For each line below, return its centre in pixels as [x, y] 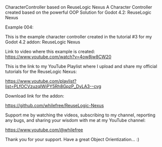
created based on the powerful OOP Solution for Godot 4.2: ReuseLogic [78, 12]
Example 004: [19, 27]
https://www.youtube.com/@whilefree [44, 130]
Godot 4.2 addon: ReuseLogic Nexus [43, 42]
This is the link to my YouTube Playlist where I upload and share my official [81, 66]
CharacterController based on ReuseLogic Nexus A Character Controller [79, 7]
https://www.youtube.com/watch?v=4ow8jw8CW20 [58, 57]
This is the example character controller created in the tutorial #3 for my [79, 37]
